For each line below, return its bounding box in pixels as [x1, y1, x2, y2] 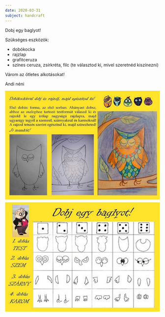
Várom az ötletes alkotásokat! [5, 71, 65, 77]
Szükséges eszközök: [5, 37, 49, 43]
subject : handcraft [5, 13, 45, 18]
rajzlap [12, 52, 26, 57]
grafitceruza [12, 56, 37, 62]
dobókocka [12, 46, 35, 52]
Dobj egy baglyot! [5, 27, 41, 33]
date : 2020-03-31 [5, 8, 41, 13]
